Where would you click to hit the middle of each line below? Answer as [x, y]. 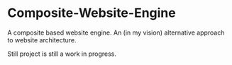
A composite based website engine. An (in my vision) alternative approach [116, 32]
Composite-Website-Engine [92, 13]
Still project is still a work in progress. [62, 54]
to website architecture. [42, 40]
